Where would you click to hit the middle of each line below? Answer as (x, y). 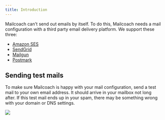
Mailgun (21, 55)
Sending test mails (34, 76)
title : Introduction (26, 10)
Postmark (22, 60)
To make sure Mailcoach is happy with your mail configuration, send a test (81, 87)
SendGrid (22, 49)
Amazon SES (25, 44)
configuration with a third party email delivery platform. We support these (80, 29)
